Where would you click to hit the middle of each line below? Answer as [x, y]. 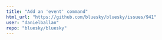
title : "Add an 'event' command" [47, 11]
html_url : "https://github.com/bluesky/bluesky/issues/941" [82, 17]
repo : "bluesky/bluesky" [37, 28]
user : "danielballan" [33, 22]
